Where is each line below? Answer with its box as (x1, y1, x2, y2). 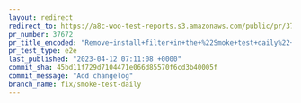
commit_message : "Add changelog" (8, 72, 134, 81)
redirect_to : (8, 21, 58, 30)
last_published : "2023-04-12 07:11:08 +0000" (8, 55, 181, 64)
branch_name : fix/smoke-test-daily (8, 80, 142, 89)
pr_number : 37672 (8, 30, 74, 39)
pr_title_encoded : (8, 38, 77, 47)
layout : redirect (8, 13, 74, 22)
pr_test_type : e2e (8, 47, 77, 56)
